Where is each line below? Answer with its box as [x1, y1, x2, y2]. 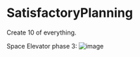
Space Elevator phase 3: [6, 42, 77, 50]
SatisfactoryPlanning [6, 5, 133, 21]
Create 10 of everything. [6, 28, 77, 37]
